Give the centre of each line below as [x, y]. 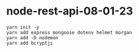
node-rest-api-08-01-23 [69, 11]
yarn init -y [23, 27]
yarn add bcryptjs [30, 43]
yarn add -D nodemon [33, 37]
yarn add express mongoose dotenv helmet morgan [69, 32]
